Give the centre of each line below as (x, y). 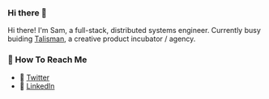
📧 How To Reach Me (47, 60)
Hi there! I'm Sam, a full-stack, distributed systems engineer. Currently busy (134, 31)
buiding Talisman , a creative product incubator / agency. (102, 39)
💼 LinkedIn (37, 86)
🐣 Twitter (34, 77)
